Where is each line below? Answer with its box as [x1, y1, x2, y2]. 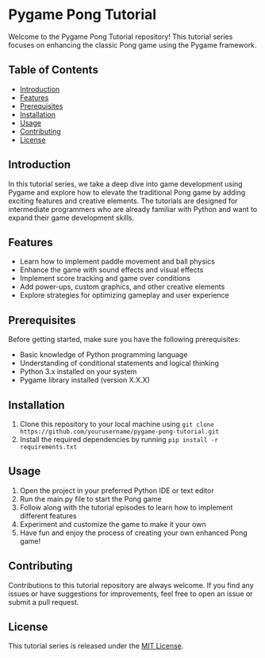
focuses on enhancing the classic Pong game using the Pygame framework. [8, 40, 257, 49]
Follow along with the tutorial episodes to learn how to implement [19, 502, 233, 512]
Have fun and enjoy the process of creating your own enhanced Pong [19, 528, 248, 537]
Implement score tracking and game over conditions [19, 274, 190, 283]
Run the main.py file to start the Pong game [19, 494, 162, 503]
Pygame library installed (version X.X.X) [19, 375, 151, 385]
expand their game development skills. [8, 213, 135, 222]
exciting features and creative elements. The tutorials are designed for [8, 196, 238, 206]
